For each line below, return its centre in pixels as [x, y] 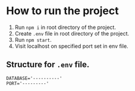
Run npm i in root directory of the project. [65, 27]
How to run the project [62, 11]
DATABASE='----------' [34, 78]
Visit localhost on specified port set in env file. [72, 46]
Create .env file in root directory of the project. [72, 33]
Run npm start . [33, 40]
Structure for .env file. [48, 65]
